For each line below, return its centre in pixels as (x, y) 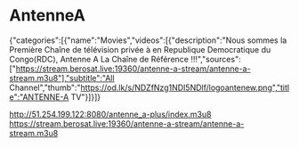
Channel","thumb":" (45, 87)
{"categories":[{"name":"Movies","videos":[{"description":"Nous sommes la (148, 40)
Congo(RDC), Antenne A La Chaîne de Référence (99, 59)
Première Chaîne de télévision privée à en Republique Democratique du (140, 49)
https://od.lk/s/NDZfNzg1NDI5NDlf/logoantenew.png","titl (185, 87)
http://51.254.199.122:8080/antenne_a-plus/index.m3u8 (110, 114)
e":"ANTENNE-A (39, 97)
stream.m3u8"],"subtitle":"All (62, 78)
